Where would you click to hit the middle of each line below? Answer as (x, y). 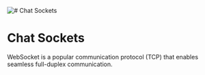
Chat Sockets (46, 38)
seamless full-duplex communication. (60, 64)
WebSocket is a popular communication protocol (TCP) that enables (103, 57)
